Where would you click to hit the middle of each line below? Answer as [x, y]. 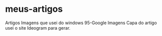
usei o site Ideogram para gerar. [38, 28]
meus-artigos [34, 9]
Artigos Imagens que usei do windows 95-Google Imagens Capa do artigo [81, 23]
